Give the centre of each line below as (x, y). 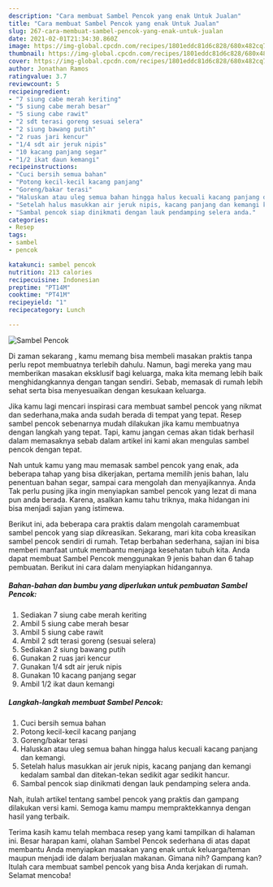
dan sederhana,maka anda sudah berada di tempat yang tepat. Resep (125, 414)
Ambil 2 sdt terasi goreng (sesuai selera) (88, 640)
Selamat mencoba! (40, 875)
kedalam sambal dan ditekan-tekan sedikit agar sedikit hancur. (125, 775)
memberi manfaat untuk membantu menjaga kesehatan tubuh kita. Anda (129, 550)
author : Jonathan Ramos (49, 69)
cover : (19, 62)
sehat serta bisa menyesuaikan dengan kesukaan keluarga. (107, 390)
